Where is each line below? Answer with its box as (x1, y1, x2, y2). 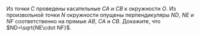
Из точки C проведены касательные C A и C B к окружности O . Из (6, 5, 176, 12)
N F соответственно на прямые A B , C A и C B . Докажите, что (6, 18, 161, 24)
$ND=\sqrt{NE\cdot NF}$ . (6, 24, 72, 31)
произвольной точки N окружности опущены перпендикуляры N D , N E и (6, 11, 194, 18)
